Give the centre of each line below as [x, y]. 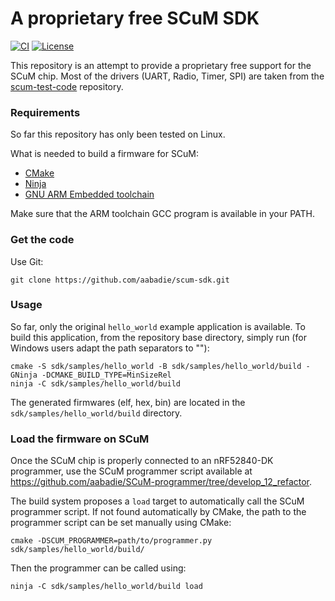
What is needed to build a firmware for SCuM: [105, 154]
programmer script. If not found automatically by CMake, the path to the [158, 512]
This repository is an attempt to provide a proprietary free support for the [161, 65]
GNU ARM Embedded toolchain [89, 194]
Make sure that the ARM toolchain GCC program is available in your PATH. [163, 214]
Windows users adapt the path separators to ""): [110, 348]
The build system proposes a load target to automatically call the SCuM [157, 501]
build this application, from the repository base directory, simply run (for [158, 337]
